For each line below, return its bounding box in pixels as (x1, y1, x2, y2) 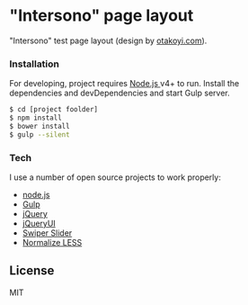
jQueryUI (22, 218, 56, 229)
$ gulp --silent (9, 130, 70, 139)
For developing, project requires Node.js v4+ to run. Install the (9, 78, 240, 89)
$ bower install (9, 121, 70, 130)
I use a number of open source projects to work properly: (9, 172, 222, 183)
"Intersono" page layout (9, 5, 194, 26)
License (9, 263, 55, 279)
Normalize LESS (22, 238, 83, 248)
